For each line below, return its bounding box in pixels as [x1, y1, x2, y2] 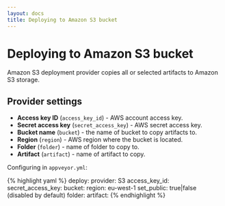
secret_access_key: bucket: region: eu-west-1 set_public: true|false [7, 184, 197, 192]
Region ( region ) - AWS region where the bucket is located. [16, 136, 183, 144]
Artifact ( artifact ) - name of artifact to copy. [16, 150, 146, 158]
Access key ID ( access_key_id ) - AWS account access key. [16, 114, 183, 122]
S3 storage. [7, 76, 40, 84]
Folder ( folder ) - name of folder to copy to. [16, 143, 140, 151]
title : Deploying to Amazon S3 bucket [7, 16, 118, 23]
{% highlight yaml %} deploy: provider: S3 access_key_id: [7, 177, 170, 185]
